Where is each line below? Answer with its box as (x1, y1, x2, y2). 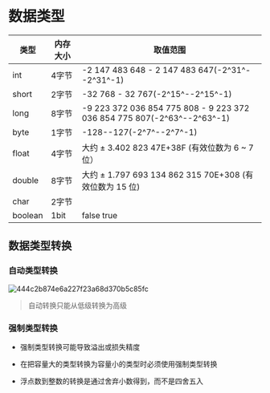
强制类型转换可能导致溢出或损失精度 (19, 342, 141, 351)
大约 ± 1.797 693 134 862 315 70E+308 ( (81, 169, 246, 180)
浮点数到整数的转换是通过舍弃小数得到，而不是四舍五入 (19, 376, 203, 386)
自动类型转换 (8, 265, 59, 277)
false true (81, 209, 118, 221)
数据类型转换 (8, 239, 72, 253)
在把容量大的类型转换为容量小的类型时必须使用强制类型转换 (19, 359, 218, 369)
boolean (12, 209, 43, 221)
